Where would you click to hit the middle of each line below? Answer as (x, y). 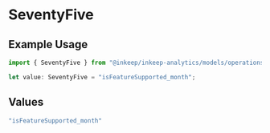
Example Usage (48, 44)
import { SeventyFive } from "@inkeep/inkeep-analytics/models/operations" (138, 62)
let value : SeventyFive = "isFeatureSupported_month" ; (102, 77)
